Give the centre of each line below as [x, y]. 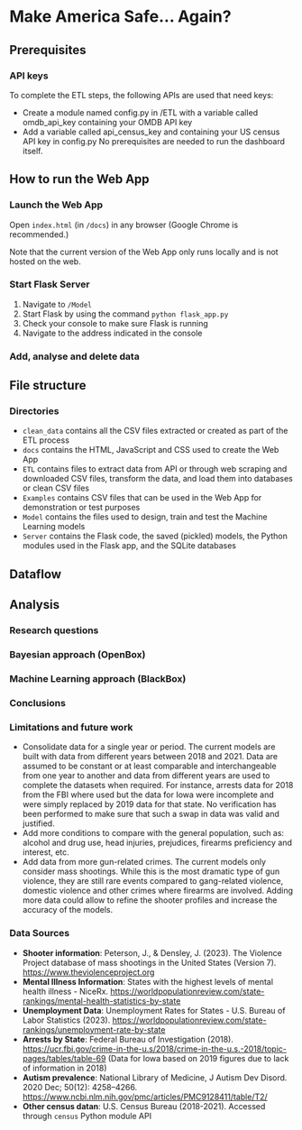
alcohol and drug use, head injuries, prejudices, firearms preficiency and [157, 843]
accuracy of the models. [68, 910]
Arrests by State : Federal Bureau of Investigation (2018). [128, 1039]
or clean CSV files [56, 488]
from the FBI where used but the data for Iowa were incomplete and [148, 795]
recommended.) [39, 234]
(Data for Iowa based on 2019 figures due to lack [198, 1058]
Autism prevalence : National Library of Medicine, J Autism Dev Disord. [155, 1077]
